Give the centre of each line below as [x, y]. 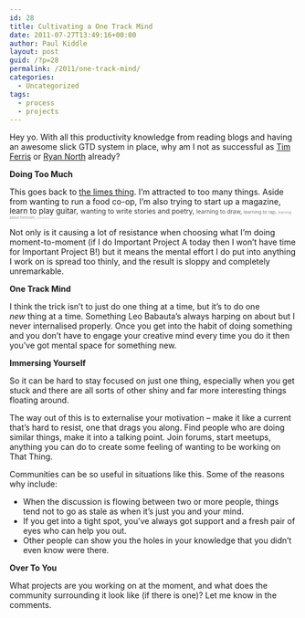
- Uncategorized [48, 86]
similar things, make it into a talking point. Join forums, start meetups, [140, 437]
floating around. [40, 400]
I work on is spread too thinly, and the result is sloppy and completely [140, 262]
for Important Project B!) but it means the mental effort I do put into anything [153, 252]
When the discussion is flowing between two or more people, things [151, 502]
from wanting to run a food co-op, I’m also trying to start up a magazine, [145, 202]
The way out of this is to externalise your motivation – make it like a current [151, 418]
